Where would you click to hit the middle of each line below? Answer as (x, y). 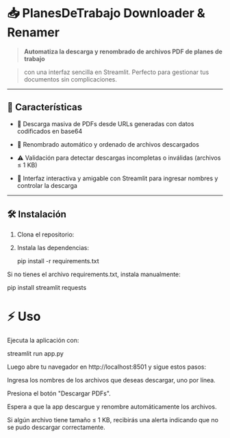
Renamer (34, 33)
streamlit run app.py (35, 353)
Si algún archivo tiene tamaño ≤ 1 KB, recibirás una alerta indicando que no (113, 419)
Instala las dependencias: (53, 247)
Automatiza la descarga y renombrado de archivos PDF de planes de (123, 51)
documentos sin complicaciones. (71, 79)
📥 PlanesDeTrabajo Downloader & (106, 13)
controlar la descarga (47, 185)
